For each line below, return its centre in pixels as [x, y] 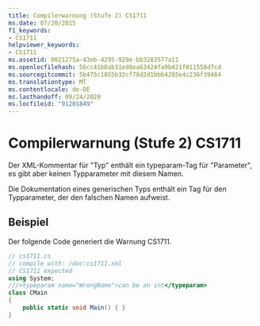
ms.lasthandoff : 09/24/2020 [55, 97]
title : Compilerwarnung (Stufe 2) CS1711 [78, 15]
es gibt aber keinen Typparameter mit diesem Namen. [96, 174]
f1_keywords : [30, 30]
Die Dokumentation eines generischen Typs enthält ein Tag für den [118, 189]
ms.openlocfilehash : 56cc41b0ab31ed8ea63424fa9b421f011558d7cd [115, 67]
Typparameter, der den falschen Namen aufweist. [89, 198]
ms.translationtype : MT [48, 82]
